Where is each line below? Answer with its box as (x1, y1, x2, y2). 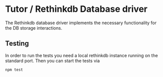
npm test (5, 67, 23, 72)
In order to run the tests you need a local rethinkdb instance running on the (5, 52, 158, 58)
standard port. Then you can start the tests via (5, 58, 100, 64)
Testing (5, 39, 29, 48)
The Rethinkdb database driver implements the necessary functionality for (5, 20, 157, 26)
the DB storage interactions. (5, 25, 62, 31)
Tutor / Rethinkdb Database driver (5, 3, 148, 15)
